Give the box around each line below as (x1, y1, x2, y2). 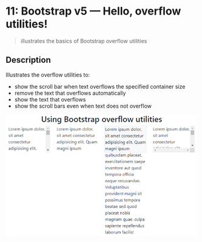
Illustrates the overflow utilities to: (5, 71, 90, 78)
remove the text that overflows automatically (14, 89, 126, 97)
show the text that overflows (14, 95, 86, 103)
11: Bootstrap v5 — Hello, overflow (5, 4, 181, 18)
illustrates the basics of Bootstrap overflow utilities (20, 37, 147, 44)
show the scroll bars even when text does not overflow (14, 102, 152, 109)
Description (5, 55, 51, 65)
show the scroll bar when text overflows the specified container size (14, 83, 186, 90)
